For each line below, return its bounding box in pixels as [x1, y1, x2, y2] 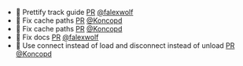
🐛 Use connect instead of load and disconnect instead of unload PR [15, 41, 235, 50]
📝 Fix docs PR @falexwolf [15, 32, 99, 42]
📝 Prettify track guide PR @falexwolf [15, 8, 134, 16]
